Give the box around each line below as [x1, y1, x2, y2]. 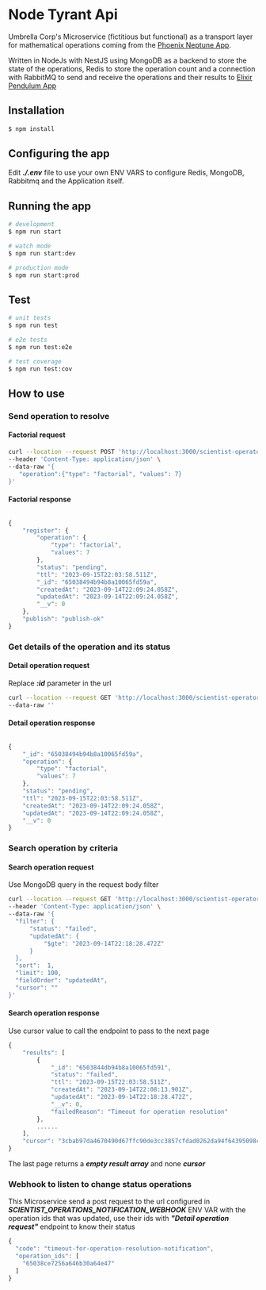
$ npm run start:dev [8, 249, 77, 257]
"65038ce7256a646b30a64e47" [22, 1259, 115, 1267]
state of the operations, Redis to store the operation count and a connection [8, 63, 256, 73]
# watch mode [8, 242, 51, 250]
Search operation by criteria [8, 843, 119, 854]
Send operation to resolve [8, 410, 110, 421]
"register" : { [22, 526, 69, 535]
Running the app [8, 199, 91, 213]
